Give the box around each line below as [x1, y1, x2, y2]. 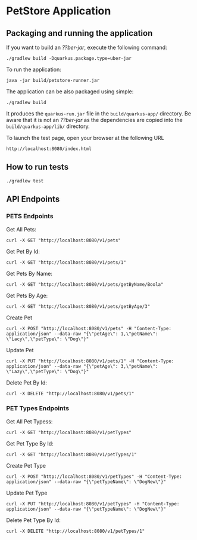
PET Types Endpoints [6, 404, 70, 413]
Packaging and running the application [6, 28, 153, 38]
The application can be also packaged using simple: [6, 88, 134, 95]
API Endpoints [6, 194, 60, 205]
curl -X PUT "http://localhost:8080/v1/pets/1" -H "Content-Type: [6, 358, 174, 364]
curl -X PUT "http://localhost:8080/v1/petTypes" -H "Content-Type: [6, 501, 180, 507]
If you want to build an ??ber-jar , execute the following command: [6, 44, 168, 51]
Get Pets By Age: [6, 292, 48, 299]
